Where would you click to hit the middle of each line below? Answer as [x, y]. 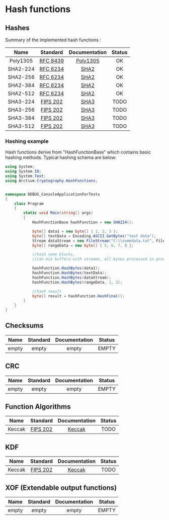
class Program [29, 204]
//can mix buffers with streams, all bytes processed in [93, 259]
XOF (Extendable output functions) [61, 488]
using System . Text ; [26, 176]
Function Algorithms [38, 407]
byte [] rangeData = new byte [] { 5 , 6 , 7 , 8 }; [83, 245]
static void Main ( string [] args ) [58, 213]
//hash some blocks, [54, 254]
